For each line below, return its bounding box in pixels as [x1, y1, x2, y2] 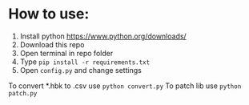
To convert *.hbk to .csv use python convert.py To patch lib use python [8, 81, 242, 91]
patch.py [8, 89, 38, 97]
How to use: [8, 5, 90, 23]
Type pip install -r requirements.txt [19, 57, 151, 67]
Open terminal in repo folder [19, 48, 114, 58]
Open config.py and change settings [19, 65, 142, 75]
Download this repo [19, 39, 85, 49]
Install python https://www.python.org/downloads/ [19, 31, 187, 41]
